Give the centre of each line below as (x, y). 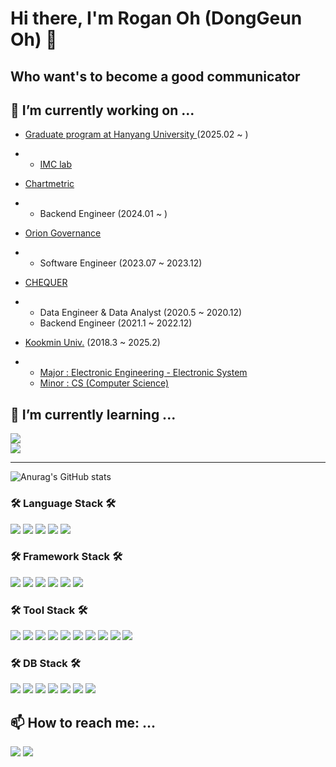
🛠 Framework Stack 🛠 (66, 557)
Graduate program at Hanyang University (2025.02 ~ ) (136, 134)
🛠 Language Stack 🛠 (63, 504)
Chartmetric (49, 184)
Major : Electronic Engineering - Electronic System (143, 373)
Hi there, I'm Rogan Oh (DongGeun (156, 18)
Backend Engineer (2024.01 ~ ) (103, 214)
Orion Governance (63, 233)
